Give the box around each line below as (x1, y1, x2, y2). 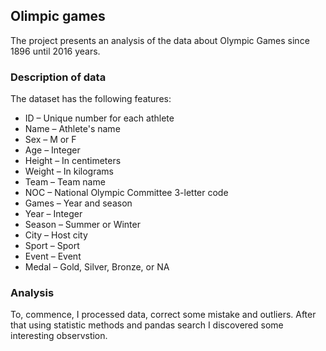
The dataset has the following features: (10, 93, 172, 105)
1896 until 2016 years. (10, 45, 101, 57)
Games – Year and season (24, 197, 133, 209)
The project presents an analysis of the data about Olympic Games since (10, 34, 310, 46)
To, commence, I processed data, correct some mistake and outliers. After (10, 309, 317, 321)
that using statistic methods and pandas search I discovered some (10, 319, 284, 331)
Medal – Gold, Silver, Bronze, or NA (24, 261, 170, 273)
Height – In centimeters (24, 155, 122, 167)
